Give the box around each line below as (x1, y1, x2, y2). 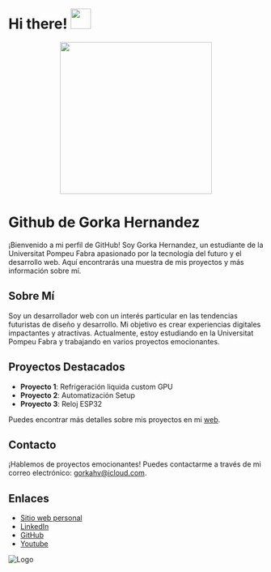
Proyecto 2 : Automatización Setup (19, 390, 136, 400)
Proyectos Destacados (8, 361, 125, 374)
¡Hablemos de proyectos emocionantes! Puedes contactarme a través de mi (8, 459, 261, 469)
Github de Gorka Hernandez (8, 213, 201, 232)
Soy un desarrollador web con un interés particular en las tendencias (8, 310, 239, 320)
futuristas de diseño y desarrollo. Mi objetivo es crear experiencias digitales (8, 319, 261, 329)
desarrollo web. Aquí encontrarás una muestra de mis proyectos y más (8, 257, 244, 267)
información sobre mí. (8, 266, 82, 275)
